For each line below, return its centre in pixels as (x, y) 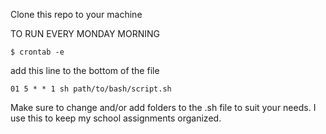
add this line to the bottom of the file (85, 70)
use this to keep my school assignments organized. (116, 118)
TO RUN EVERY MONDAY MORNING (85, 33)
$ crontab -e (37, 52)
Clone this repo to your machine (76, 14)
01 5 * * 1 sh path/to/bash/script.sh (91, 89)
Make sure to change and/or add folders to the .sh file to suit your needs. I (163, 107)
